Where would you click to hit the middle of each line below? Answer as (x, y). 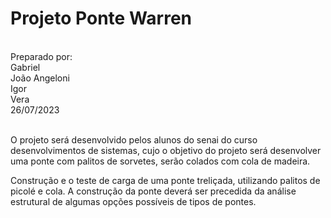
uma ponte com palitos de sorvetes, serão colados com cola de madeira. (160, 161)
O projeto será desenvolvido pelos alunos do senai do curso (134, 139)
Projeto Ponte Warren (101, 18)
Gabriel (25, 67)
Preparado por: (41, 56)
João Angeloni (40, 78)
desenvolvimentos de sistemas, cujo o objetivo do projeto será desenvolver (166, 150)
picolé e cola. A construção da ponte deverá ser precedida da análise (153, 191)
